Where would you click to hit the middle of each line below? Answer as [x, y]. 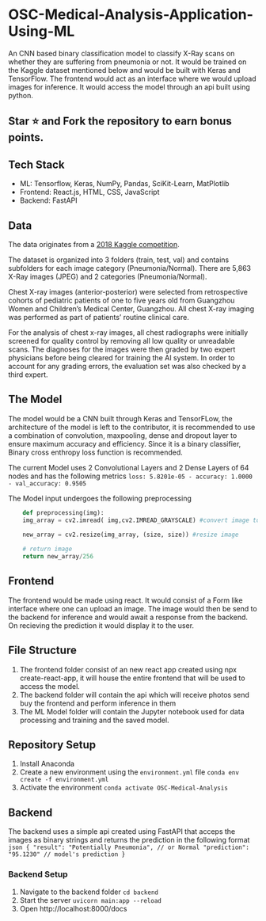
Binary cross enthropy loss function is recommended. [96, 452]
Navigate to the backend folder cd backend [89, 892]
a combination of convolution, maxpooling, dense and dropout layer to [123, 435]
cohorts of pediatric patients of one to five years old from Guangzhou [122, 300]
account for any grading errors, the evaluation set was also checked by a [127, 366]
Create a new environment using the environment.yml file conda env [129, 772]
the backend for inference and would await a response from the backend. [128, 617]
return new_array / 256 [58, 557]
